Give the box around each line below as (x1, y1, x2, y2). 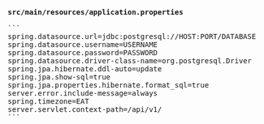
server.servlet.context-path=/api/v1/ (7, 105, 162, 113)
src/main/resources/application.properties (7, 8, 184, 16)
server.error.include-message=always (7, 89, 158, 97)
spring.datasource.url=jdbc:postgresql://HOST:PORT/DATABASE (7, 32, 257, 41)
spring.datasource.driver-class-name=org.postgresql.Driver (7, 57, 253, 65)
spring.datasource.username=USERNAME (7, 41, 158, 49)
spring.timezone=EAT (7, 97, 90, 105)
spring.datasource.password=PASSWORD (7, 49, 158, 57)
